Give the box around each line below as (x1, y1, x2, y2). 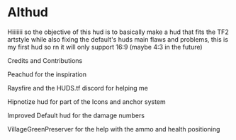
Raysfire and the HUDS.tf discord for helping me (7, 83, 149, 92)
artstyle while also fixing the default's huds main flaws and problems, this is (7, 35, 229, 43)
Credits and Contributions (7, 56, 83, 64)
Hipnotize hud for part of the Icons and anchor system (7, 97, 167, 106)
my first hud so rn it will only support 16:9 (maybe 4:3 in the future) (7, 42, 203, 51)
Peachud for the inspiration (7, 70, 87, 78)
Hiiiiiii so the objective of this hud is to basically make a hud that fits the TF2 (7, 28, 229, 36)
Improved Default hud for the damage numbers (7, 111, 145, 119)
